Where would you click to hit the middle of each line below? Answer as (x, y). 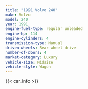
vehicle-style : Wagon (28, 67)
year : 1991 (17, 24)
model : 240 (17, 19)
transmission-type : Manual (34, 43)
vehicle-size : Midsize (29, 62)
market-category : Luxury (32, 57)
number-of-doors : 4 (26, 52)
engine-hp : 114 (21, 34)
